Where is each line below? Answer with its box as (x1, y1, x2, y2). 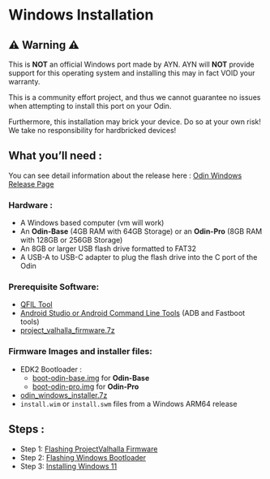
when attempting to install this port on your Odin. (8, 101, 172, 110)
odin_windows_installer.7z (19, 390, 108, 399)
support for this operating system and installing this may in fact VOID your (8, 68, 255, 78)
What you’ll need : (8, 149, 103, 163)
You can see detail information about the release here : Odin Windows (8, 170, 242, 180)
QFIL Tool (19, 300, 53, 309)
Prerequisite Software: (8, 282, 100, 293)
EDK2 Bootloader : (19, 364, 83, 374)
